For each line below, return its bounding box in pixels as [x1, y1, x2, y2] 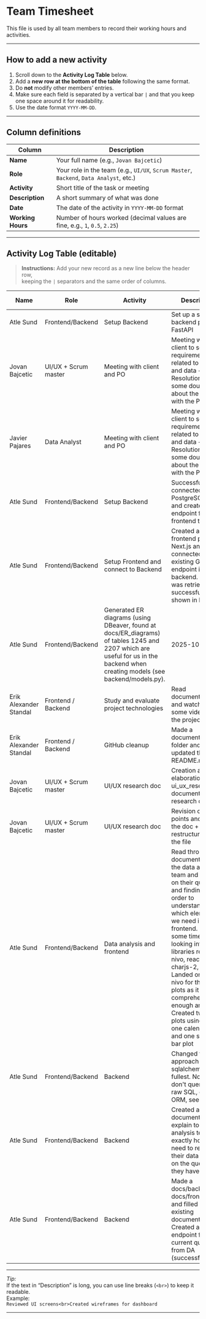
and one [171, 1032, 195, 1040]
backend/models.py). [104, 675, 166, 683]
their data [171, 1151, 199, 1160]
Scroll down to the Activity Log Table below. [15, 71, 128, 78]
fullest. [171, 1073, 191, 1081]
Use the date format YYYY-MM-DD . [15, 103, 97, 111]
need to [171, 1144, 194, 1153]
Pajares [9, 442, 31, 450]
